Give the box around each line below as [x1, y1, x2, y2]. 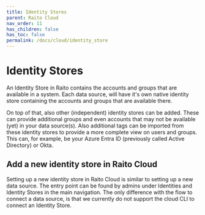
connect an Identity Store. [6, 202, 72, 209]
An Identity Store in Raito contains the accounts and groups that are [6, 84, 177, 91]
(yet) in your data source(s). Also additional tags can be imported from [6, 122, 184, 129]
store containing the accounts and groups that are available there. [6, 97, 173, 104]
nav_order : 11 [6, 20, 43, 26]
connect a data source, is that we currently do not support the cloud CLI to [6, 195, 195, 202]
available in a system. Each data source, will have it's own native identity [6, 90, 189, 98]
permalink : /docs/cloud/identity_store [6, 37, 108, 43]
